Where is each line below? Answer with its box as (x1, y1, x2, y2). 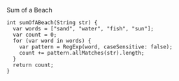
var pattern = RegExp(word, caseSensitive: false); (19, 44, 173, 51)
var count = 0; (13, 31, 57, 38)
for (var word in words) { (13, 37, 92, 44)
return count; (13, 62, 54, 69)
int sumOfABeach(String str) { (6, 19, 98, 26)
